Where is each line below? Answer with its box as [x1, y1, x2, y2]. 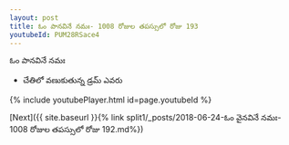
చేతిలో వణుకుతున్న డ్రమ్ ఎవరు [22, 74, 123, 86]
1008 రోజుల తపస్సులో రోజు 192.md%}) [9, 124, 144, 135]
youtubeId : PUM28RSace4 [9, 30, 100, 39]
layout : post [9, 13, 59, 23]
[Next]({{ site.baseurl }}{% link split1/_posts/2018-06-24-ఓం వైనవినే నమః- [9, 112, 282, 123]
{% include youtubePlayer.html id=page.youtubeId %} [9, 94, 212, 105]
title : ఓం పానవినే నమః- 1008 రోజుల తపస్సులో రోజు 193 [9, 22, 199, 31]
